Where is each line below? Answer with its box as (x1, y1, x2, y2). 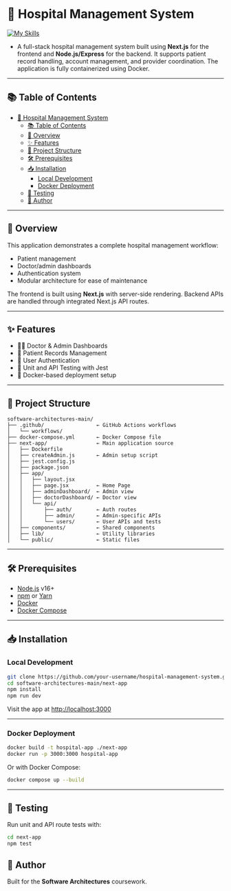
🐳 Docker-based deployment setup (16, 371, 117, 379)
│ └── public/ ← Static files (7, 537, 140, 543)
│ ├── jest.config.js (7, 458, 76, 465)
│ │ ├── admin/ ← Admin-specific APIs (7, 512, 162, 519)
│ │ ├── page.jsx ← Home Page (7, 482, 131, 489)
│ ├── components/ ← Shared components (7, 524, 155, 532)
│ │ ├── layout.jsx (7, 476, 76, 483)
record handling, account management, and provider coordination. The (16, 57, 219, 65)
